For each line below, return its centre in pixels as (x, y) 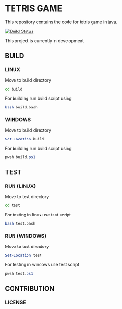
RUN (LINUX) (20, 186)
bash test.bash (20, 223)
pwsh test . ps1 (19, 274)
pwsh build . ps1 (20, 157)
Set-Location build (25, 139)
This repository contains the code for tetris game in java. (61, 22)
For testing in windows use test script (42, 265)
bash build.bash (21, 107)
